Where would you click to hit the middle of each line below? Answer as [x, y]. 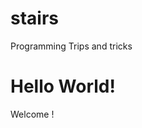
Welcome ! [32, 114]
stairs [34, 18]
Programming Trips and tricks [71, 46]
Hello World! [63, 86]
